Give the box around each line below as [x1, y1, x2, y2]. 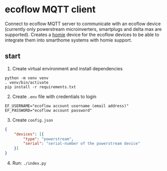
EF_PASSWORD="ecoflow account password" [5, 108, 93, 113]
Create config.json [12, 117, 53, 123]
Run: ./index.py [12, 160, 47, 166]
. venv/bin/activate [5, 80, 49, 85]
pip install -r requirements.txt [5, 84, 76, 89]
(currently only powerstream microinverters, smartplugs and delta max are [5, 26, 162, 32]
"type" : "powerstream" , [23, 136, 74, 142]
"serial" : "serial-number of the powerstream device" [23, 141, 140, 146]
